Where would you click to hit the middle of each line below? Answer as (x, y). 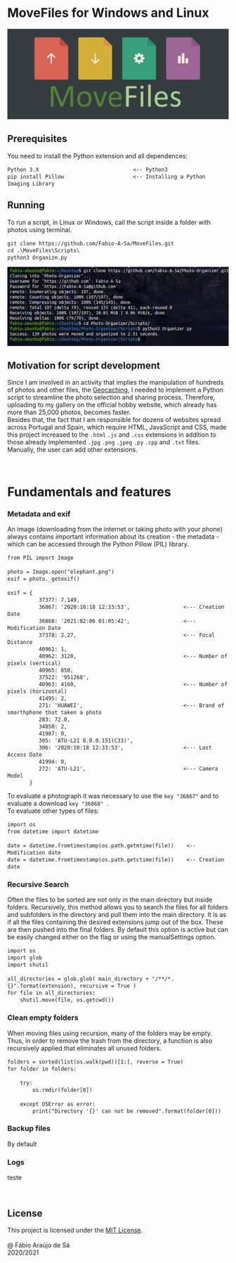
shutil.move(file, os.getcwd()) (67, 1000)
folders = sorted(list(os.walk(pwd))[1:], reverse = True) (96, 1062)
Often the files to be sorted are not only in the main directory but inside (110, 900)
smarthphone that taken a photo (54, 712)
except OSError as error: (58, 1104)
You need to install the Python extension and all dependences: (98, 155)
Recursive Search (38, 884)
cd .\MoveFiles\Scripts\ (44, 250)
